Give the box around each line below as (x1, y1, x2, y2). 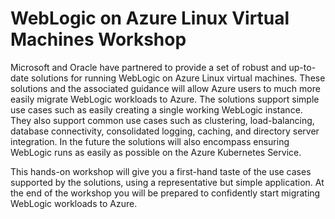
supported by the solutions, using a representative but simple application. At (10, 176, 325, 188)
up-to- (288, 61, 317, 73)
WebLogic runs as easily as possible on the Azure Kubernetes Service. (10, 146, 302, 158)
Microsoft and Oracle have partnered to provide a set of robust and (10, 61, 287, 73)
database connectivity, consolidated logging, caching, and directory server (10, 125, 320, 137)
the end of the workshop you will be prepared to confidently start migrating (10, 187, 321, 199)
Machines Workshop (10, 28, 187, 51)
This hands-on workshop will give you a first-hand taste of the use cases (10, 165, 312, 177)
